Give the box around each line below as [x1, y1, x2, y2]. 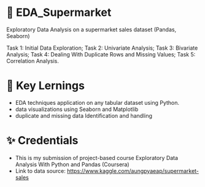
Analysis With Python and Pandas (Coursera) [15, 161, 130, 168]
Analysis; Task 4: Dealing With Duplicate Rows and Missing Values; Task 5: [6, 50, 196, 58]
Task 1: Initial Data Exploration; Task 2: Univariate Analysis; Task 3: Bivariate [6, 44, 198, 52]
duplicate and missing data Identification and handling [15, 112, 152, 119]
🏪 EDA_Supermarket [6, 6, 112, 20]
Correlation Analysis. [6, 57, 60, 64]
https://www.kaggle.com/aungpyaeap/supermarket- [66, 167, 199, 174]
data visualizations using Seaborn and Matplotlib [15, 105, 139, 113]
